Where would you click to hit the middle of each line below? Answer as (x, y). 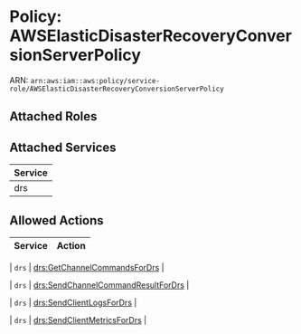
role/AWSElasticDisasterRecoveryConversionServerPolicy (117, 89)
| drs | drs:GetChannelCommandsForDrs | (87, 267)
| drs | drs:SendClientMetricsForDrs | (78, 320)
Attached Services (63, 147)
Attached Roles (53, 116)
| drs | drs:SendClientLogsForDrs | (73, 302)
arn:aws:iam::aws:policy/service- (95, 81)
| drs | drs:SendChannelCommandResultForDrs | (99, 285)
